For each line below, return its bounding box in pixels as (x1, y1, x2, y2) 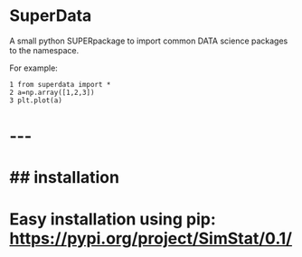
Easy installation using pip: (9, 209, 216, 229)
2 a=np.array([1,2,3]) (9, 88, 95, 97)
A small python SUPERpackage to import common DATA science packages (9, 35, 288, 46)
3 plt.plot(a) (9, 96, 63, 105)
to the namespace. (9, 44, 80, 55)
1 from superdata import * (9, 80, 111, 89)
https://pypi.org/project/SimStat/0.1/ (9, 228, 292, 249)
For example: (9, 62, 59, 73)
